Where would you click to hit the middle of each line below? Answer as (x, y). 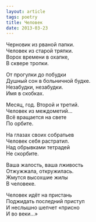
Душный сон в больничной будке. (48, 81)
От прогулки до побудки (36, 75)
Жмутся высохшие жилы (37, 177)
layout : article (26, 11)
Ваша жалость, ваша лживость (45, 165)
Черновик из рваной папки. (40, 45)
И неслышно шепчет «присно (43, 208)
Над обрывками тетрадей (38, 147)
